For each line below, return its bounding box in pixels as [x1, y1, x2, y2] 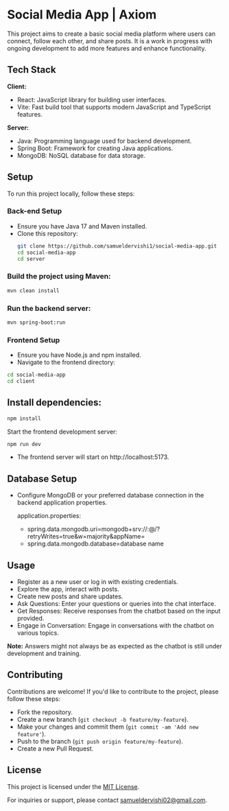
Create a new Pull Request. [16, 744, 94, 753]
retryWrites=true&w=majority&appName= [27, 532, 145, 541]
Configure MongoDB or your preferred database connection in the [16, 491, 204, 499]
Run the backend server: [7, 303, 91, 313]
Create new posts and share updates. [16, 592, 123, 600]
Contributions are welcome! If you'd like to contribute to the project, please [7, 687, 219, 696]
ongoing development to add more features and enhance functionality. [7, 44, 207, 52]
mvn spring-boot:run [7, 319, 67, 326]
